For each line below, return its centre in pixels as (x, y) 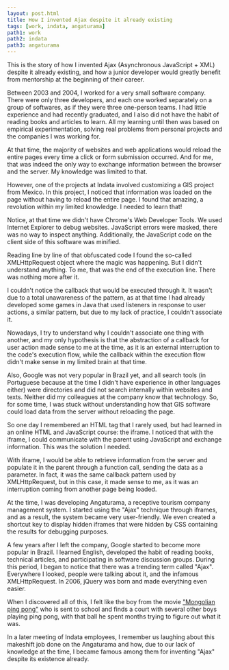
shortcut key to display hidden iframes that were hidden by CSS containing (112, 524)
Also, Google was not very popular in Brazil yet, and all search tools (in (107, 375)
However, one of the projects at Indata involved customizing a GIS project (110, 185)
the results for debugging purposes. (58, 531)
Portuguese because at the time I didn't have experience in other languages (114, 382)
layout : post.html (33, 13)
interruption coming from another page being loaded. (82, 489)
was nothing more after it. (43, 277)
